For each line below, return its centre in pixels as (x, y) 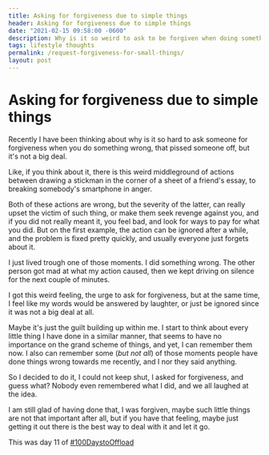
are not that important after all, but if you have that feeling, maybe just (123, 418)
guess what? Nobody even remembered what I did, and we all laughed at (128, 385)
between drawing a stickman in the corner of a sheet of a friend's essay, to (132, 180)
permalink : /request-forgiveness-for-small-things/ (96, 53)
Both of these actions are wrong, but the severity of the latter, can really (127, 204)
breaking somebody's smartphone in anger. (80, 188)
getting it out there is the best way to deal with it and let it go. (109, 426)
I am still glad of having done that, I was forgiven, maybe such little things (129, 409)
